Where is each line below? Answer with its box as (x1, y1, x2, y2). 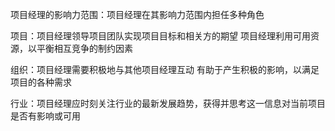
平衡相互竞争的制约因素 (36, 43, 133, 54)
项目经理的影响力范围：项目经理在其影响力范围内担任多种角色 (10, 9, 265, 20)
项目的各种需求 (10, 76, 72, 88)
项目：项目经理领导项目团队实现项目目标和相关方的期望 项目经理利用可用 (10, 30, 311, 42)
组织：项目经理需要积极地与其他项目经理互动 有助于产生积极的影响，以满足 (10, 64, 320, 75)
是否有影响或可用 (10, 110, 81, 122)
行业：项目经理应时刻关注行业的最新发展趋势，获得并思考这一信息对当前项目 (10, 98, 326, 109)
